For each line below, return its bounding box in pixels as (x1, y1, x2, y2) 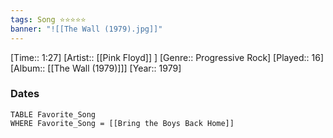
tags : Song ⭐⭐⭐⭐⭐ (10, 14, 87, 25)
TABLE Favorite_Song (10, 109, 97, 120)
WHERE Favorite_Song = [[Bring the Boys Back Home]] (10, 118, 235, 128)
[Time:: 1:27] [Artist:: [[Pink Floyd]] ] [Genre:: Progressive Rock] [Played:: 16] (10, 51, 325, 63)
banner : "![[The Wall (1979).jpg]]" (10, 24, 163, 34)
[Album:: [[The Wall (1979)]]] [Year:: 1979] (10, 62, 182, 74)
